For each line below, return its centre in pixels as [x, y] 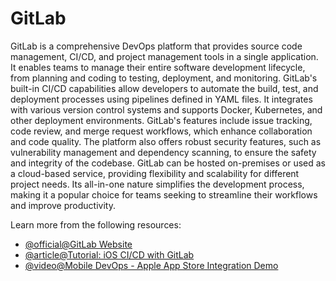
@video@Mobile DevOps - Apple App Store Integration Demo [151, 265]
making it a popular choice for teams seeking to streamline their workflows [164, 194]
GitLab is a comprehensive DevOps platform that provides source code [156, 46]
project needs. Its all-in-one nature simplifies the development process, [157, 184]
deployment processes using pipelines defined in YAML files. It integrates [161, 99]
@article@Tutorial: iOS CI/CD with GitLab [109, 254]
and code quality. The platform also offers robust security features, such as [166, 141]
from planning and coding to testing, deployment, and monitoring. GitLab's [164, 78]
